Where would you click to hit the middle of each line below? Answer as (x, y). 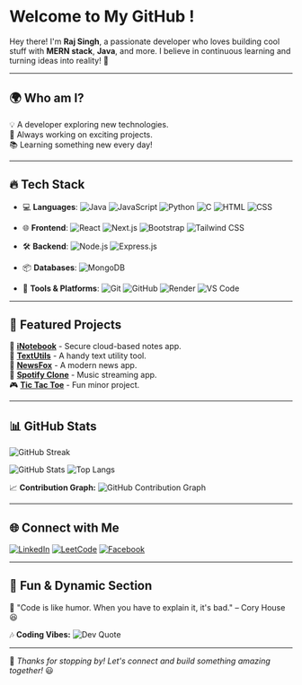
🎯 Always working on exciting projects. (81, 134)
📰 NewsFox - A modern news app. (73, 365)
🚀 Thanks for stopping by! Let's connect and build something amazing (140, 661)
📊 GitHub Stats (53, 426)
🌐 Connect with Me (64, 527)
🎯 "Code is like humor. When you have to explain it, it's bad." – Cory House (147, 607)
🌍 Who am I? (47, 98)
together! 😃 (31, 670)
